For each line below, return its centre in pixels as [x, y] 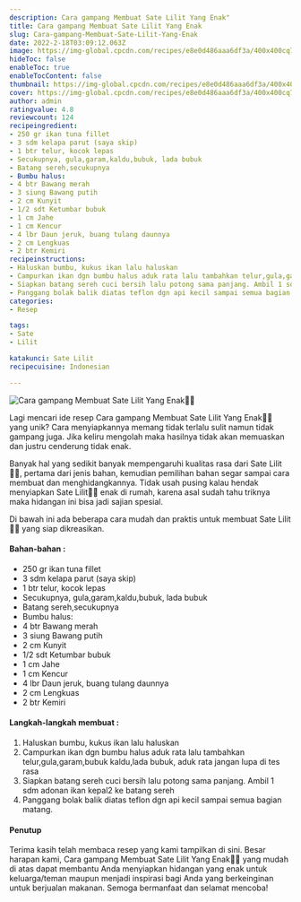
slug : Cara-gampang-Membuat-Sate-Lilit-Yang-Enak [104, 34]
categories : [31, 301]
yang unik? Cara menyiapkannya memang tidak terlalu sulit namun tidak [142, 427]
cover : [21, 92]
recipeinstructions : [48, 260]
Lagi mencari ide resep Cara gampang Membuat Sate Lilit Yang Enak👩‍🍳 [141, 417]
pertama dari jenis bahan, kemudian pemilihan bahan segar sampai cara [157, 473]
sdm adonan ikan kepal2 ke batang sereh [98, 791]
